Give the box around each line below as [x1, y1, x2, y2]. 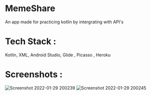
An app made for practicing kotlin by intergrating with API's [5, 19, 124, 25]
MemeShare [5, 3, 56, 14]
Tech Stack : [5, 36, 57, 47]
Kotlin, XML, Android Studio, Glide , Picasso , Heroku [5, 52, 111, 58]
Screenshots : [5, 69, 63, 80]
